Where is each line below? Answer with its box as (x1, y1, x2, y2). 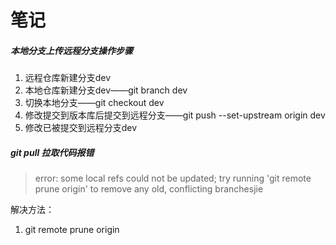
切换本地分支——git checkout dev (24, 97, 165, 109)
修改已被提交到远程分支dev (24, 122, 138, 134)
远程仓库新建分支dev (24, 72, 112, 84)
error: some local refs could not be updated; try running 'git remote (34, 172, 312, 185)
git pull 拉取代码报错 (10, 146, 95, 158)
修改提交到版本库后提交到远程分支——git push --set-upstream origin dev (24, 109, 326, 121)
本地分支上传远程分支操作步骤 (10, 44, 133, 56)
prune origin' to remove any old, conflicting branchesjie (34, 183, 264, 195)
